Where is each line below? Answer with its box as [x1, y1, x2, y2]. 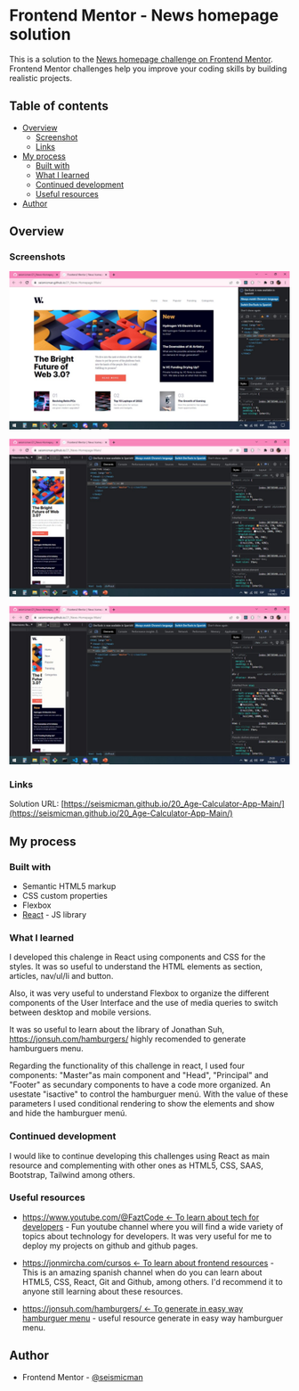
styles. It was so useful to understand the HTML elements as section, [9, 961, 263, 972]
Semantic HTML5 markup [21, 880, 117, 892]
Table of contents [9, 99, 109, 114]
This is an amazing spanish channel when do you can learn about [21, 1267, 263, 1278]
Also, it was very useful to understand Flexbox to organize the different [9, 988, 270, 999]
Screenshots [9, 251, 66, 263]
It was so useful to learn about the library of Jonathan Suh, [9, 1025, 225, 1035]
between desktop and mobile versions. [9, 1007, 152, 1017]
